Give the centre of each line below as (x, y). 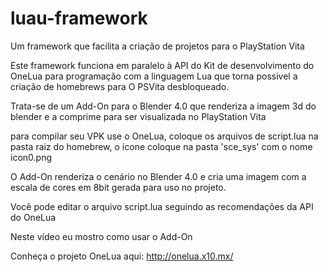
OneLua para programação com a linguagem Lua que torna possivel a (154, 76)
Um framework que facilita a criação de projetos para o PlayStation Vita (157, 46)
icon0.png (31, 157)
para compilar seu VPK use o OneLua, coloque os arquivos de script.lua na (164, 136)
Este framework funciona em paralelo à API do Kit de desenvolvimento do (162, 65)
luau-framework (79, 18)
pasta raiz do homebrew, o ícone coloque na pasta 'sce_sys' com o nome (161, 146)
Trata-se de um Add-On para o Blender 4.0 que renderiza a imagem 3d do (163, 106)
